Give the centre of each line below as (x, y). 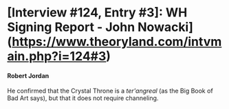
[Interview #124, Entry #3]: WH (97, 13)
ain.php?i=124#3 (57, 57)
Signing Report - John (71, 27)
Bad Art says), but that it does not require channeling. (83, 98)
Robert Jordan (28, 75)
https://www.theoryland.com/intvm (117, 42)
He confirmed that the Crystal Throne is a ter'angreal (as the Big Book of (110, 91)
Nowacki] (165, 27)
